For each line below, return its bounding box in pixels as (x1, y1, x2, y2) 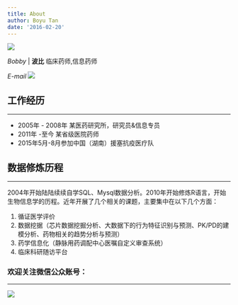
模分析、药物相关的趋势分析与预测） (17, 230, 124, 238)
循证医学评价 (17, 212, 55, 220)
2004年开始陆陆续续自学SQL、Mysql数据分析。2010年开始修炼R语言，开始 (7, 188, 227, 197)
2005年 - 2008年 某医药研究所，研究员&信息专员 (17, 121, 161, 130)
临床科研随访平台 (17, 248, 68, 255)
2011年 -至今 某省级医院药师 (17, 130, 99, 139)
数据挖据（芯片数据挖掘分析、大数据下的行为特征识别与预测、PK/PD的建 (17, 221, 229, 229)
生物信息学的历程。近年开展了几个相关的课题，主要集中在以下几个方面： (7, 197, 218, 205)
